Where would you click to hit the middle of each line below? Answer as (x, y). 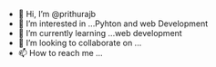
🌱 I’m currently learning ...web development (100, 33)
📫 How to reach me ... (60, 53)
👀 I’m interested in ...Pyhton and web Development (113, 24)
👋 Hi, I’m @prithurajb (57, 14)
